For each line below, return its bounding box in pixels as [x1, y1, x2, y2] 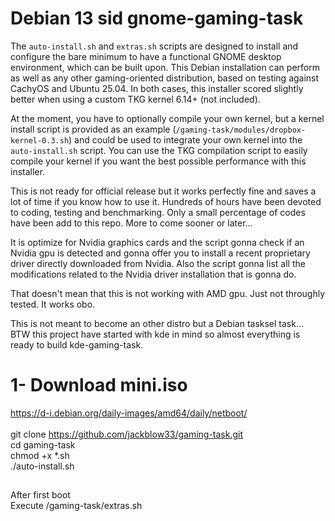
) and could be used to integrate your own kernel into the [68, 133, 303, 146]
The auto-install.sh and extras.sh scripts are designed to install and [10, 40, 299, 52]
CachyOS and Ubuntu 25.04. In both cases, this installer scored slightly [10, 82, 304, 94]
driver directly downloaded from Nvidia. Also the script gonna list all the [10, 257, 306, 269]
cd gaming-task [10, 438, 76, 451]
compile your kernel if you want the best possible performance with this [10, 155, 307, 167]
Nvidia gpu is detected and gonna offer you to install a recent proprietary [10, 247, 311, 259]
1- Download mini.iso [10, 374, 188, 397]
